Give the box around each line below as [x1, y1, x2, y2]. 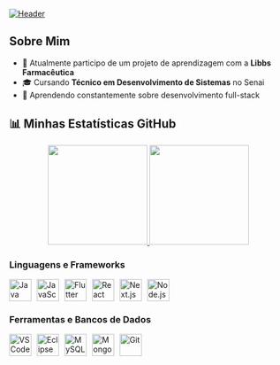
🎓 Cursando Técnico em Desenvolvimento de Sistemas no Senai [21, 76, 265, 88]
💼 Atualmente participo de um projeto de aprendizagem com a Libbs [21, 58, 272, 68]
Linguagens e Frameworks [9, 258, 125, 270]
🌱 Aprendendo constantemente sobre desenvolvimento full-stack [21, 89, 261, 100]
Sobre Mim [9, 34, 71, 49]
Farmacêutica [21, 66, 75, 77]
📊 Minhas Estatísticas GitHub [9, 116, 177, 132]
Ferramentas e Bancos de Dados [9, 313, 152, 325]
